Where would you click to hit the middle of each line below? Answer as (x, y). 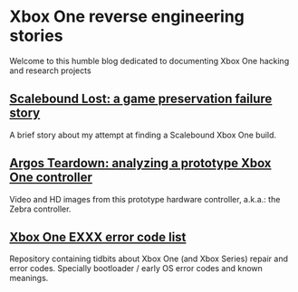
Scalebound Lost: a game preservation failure (141, 99)
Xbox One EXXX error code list (98, 237)
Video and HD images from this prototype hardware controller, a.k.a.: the (145, 199)
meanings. (29, 278)
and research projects (51, 71)
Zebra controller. (40, 209)
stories (36, 36)
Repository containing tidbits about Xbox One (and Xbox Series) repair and (149, 259)
